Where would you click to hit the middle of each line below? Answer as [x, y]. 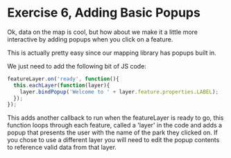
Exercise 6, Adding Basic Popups [104, 13]
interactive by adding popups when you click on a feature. [90, 39]
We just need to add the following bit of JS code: [77, 66]
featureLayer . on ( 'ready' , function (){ [63, 79]
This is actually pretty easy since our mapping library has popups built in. [112, 53]
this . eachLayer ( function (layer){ [62, 85]
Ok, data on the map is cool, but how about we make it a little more [103, 32]
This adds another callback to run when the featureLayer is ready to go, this [115, 118]
